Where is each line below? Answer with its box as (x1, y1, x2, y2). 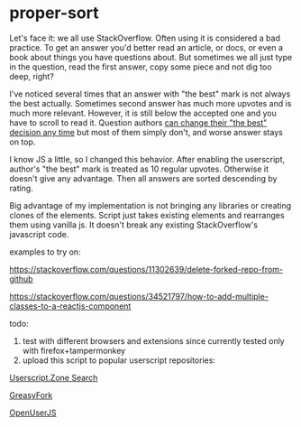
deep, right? (9, 70, 54, 81)
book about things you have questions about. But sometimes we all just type (9, 51, 293, 62)
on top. (9, 136, 36, 147)
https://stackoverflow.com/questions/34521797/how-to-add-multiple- (9, 291, 269, 302)
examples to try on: (9, 246, 81, 257)
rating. (9, 182, 33, 193)
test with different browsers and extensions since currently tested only (22, 335, 286, 346)
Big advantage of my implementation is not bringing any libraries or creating (9, 200, 292, 210)
